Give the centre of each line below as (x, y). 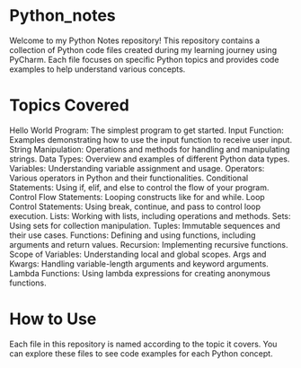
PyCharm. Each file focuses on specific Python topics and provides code (144, 59)
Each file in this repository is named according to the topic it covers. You (143, 344)
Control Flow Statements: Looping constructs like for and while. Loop (137, 197)
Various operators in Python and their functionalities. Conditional (129, 178)
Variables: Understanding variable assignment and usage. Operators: (137, 168)
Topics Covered (70, 105)
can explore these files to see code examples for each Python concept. (141, 353)
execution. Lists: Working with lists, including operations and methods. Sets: (150, 215)
